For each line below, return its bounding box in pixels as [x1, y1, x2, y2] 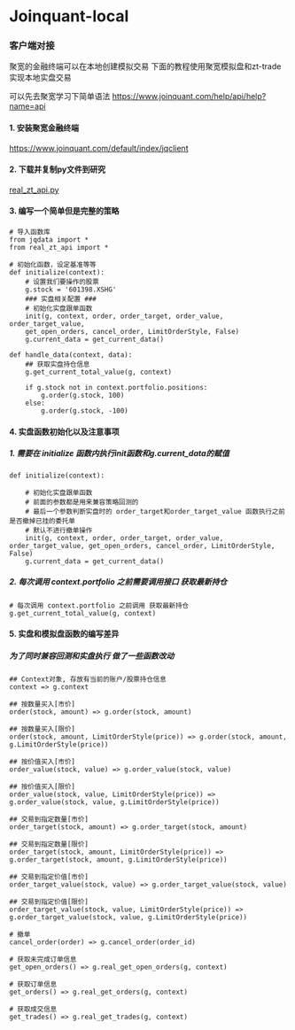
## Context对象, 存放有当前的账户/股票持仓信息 [9, 675, 167, 684]
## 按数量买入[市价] [9, 700, 76, 709]
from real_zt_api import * [9, 244, 109, 252]
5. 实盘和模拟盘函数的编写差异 [9, 629, 120, 639]
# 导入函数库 [9, 228, 50, 236]
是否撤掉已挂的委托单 [9, 516, 75, 525]
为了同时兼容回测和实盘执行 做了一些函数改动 [9, 650, 175, 661]
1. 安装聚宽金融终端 [9, 122, 80, 134]
